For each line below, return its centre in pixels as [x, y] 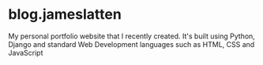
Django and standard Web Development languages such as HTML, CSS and [131, 44]
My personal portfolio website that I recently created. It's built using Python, [131, 36]
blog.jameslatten [65, 14]
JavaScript [26, 52]
